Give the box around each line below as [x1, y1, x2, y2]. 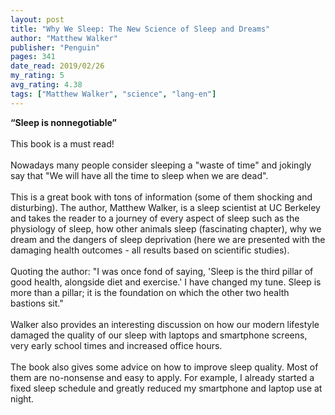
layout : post [10, 14, 65, 25]
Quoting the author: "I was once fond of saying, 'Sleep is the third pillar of [10, 265, 314, 277]
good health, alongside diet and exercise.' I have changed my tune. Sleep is [10, 276, 322, 288]
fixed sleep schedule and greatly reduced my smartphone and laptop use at [10, 382, 323, 394]
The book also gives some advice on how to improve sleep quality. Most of [10, 361, 319, 373]
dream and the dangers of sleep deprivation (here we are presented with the [10, 233, 326, 245]
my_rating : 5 [10, 71, 65, 81]
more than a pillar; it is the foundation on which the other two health [10, 286, 290, 298]
